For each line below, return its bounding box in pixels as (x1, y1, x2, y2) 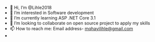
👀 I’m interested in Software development (9, 10, 94, 16)
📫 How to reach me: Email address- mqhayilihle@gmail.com (9, 26, 133, 31)
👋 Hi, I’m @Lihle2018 (9, 5, 52, 10)
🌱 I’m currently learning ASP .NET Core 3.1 (9, 15, 96, 21)
